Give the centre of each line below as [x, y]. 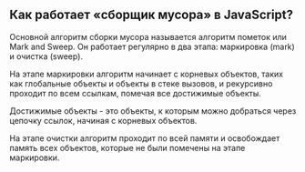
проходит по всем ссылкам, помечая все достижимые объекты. [135, 93]
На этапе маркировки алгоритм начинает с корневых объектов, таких [147, 74]
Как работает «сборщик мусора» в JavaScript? [152, 15]
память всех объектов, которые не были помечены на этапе [127, 147]
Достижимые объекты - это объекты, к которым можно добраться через [153, 111]
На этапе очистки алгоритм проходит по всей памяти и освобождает [145, 138]
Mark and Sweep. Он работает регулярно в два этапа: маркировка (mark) [152, 46]
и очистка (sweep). [46, 56]
